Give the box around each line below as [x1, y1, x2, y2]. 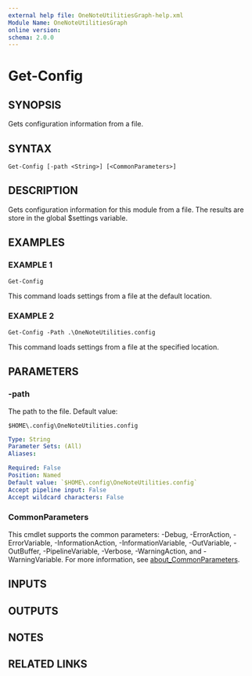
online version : [8, 26, 61, 34]
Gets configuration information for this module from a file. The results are [8, 205, 244, 214]
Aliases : [8, 450, 37, 458]
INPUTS [8, 578, 47, 591]
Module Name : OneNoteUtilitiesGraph [8, 19, 128, 27]
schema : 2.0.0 [8, 33, 55, 42]
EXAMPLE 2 [8, 311, 55, 322]
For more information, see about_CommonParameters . [65, 554, 240, 564]
